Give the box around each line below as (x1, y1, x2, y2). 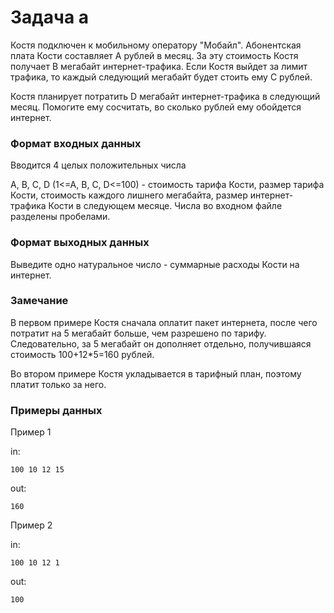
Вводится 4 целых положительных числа (10, 159, 187, 171)
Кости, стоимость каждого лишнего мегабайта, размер (10, 189, 248, 201)
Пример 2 (10, 519, 53, 531)
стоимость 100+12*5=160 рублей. (10, 348, 155, 360)
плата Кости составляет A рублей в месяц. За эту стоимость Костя (10, 49, 299, 61)
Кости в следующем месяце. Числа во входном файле (48, 200, 283, 212)
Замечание (10, 294, 69, 308)
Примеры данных (10, 403, 103, 417)
